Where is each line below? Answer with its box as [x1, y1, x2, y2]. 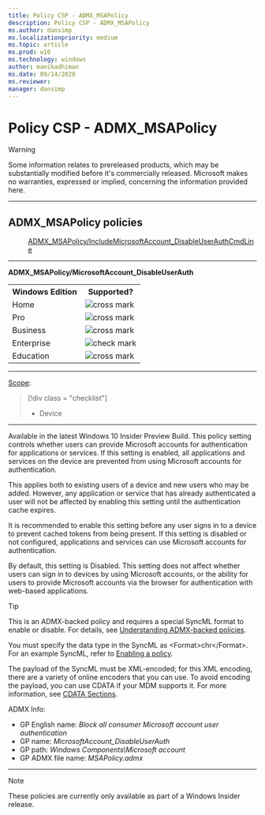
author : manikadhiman [8, 63, 80, 71]
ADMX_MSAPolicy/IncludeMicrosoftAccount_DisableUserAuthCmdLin [28, 237, 254, 246]
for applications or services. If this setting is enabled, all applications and [8, 448, 245, 458]
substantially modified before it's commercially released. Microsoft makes [8, 169, 248, 178]
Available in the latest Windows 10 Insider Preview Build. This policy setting [8, 432, 252, 441]
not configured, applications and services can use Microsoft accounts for [8, 537, 247, 547]
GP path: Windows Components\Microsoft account [19, 745, 185, 754]
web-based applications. [8, 586, 89, 596]
